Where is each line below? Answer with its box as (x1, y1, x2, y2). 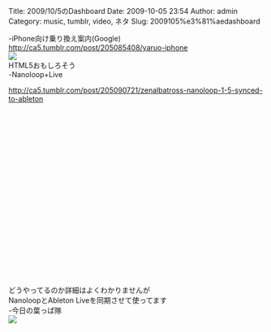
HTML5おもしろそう (8, 61, 76, 70)
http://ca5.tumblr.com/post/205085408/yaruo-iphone (8, 43, 188, 52)
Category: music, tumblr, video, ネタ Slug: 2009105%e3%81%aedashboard (8, 16, 261, 26)
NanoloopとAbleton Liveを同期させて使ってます (8, 295, 168, 305)
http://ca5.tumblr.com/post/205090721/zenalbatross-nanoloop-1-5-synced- (8, 85, 263, 95)
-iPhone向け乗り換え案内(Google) (8, 34, 122, 43)
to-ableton (8, 94, 44, 103)
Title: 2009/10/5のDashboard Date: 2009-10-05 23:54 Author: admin (8, 6, 238, 15)
